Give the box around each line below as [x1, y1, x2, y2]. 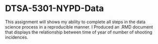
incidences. [5, 34, 28, 40]
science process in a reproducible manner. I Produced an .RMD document [5, 24, 153, 29]
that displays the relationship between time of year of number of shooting [5, 29, 153, 35]
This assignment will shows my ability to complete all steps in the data [5, 19, 146, 25]
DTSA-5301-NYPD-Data [5, 3, 104, 14]
